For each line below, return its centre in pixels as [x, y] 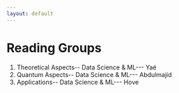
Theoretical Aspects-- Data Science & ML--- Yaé [87, 67]
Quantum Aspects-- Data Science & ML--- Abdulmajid [94, 74]
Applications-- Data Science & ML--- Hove [78, 82]
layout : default [30, 14]
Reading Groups [54, 48]
